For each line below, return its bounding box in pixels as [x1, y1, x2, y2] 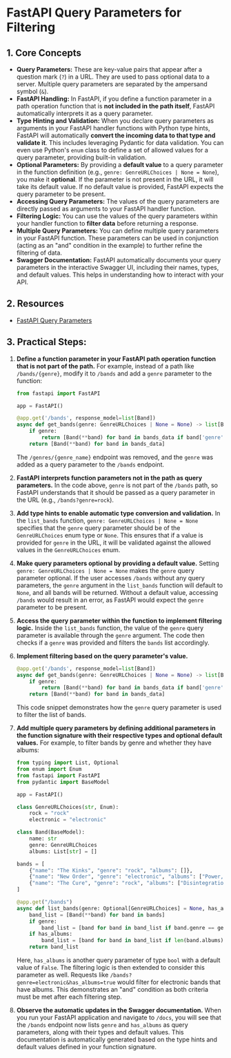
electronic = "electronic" [29, 816, 107, 823]
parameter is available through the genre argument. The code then [16, 631, 205, 639]
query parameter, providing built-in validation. [16, 153, 147, 161]
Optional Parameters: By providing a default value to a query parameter [16, 161, 223, 168]
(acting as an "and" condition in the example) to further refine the [16, 242, 203, 249]
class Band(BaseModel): [16, 829, 86, 836]
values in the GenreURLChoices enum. [16, 545, 121, 554]
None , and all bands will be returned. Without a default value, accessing [16, 588, 219, 596]
